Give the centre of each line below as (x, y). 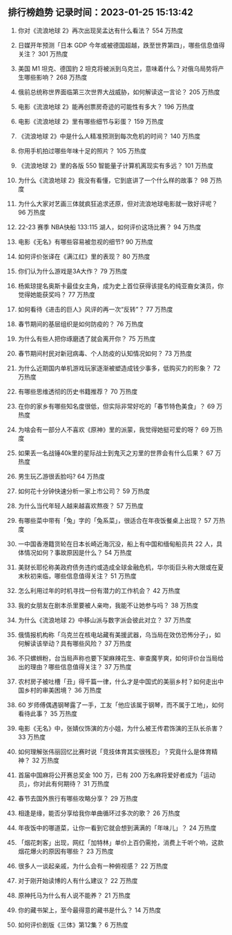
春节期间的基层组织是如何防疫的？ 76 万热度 (81, 323)
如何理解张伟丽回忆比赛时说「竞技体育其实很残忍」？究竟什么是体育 (115, 751)
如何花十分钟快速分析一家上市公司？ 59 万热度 (84, 491)
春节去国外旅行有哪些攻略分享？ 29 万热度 (78, 798)
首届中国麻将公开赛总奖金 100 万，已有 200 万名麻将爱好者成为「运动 (117, 775)
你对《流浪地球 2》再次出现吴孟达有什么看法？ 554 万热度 (100, 30)
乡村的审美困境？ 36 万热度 (63, 690)
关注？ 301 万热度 (43, 53)
